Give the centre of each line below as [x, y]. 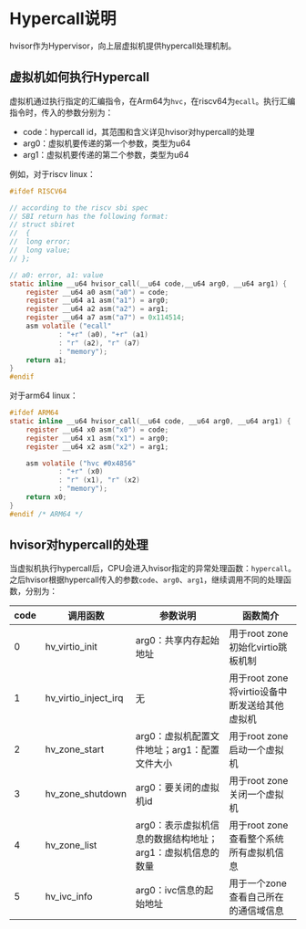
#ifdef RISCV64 [38, 191]
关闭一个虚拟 [256, 795]
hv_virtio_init [71, 647]
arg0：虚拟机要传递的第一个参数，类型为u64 [107, 143]
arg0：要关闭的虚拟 [178, 788]
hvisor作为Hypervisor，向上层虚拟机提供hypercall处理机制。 [123, 46]
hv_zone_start [75, 749]
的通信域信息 [256, 911]
